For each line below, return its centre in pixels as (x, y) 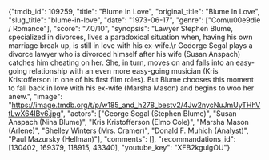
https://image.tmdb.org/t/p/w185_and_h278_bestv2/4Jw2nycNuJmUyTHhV (136, 105)
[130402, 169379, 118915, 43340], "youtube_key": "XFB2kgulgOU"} (119, 148)
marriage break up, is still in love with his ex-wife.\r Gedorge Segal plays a (130, 46)
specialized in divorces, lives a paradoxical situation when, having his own (130, 37)
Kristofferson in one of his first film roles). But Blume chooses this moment (131, 80)
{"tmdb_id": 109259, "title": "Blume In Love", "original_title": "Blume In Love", (134, 12)
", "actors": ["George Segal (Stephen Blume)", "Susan (149, 114)
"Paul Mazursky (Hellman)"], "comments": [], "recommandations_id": (122, 139)
